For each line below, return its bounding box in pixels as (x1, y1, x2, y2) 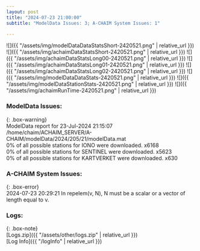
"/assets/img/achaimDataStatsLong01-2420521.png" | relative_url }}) (14, 61, 185, 68)
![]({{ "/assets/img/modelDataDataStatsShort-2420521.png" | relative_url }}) (6, 42, 195, 49)
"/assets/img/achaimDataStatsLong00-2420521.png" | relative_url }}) (14, 55, 186, 62)
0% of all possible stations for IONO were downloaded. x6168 (6, 142, 160, 149)
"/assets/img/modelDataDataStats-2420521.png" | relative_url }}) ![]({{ (14, 74, 189, 82)
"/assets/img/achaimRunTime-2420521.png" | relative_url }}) (6, 87, 157, 94)
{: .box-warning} (6, 116, 47, 123)
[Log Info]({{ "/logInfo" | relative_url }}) (6, 238, 102, 245)
